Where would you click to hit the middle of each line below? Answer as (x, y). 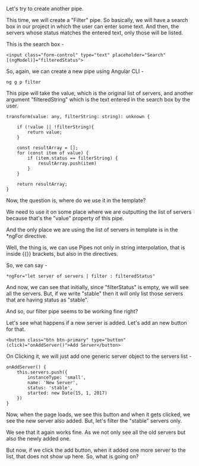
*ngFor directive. (27, 236)
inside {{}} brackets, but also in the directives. (62, 254)
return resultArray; (42, 184)
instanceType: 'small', (57, 378)
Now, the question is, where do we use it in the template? (76, 200)
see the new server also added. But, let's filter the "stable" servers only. (94, 421)
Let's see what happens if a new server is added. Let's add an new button (97, 323)
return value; (45, 132)
